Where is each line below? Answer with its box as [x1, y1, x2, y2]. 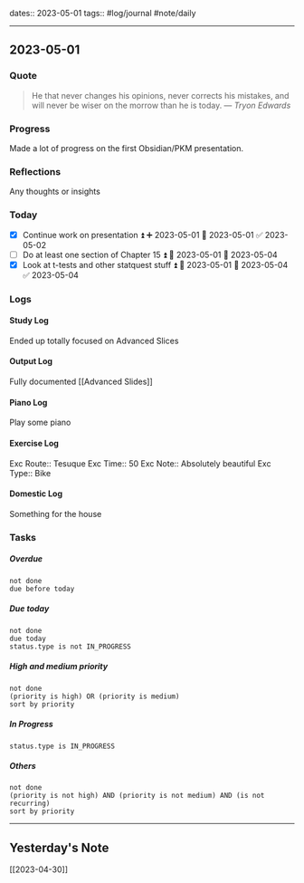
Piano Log [9, 397, 48, 408]
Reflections [9, 165, 62, 178]
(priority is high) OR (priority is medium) [9, 692, 180, 701]
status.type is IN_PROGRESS [9, 742, 116, 751]
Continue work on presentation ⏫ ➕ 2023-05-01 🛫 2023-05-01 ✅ [22, 229, 263, 240]
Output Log [9, 356, 52, 367]
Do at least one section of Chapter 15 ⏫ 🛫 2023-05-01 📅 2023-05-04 [22, 249, 278, 260]
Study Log [9, 315, 50, 326]
